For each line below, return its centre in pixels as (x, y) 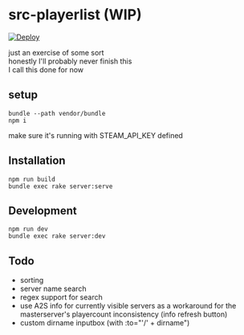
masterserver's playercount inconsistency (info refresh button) (124, 314)
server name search (53, 289)
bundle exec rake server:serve (61, 186)
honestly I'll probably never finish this (70, 61)
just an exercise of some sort (56, 52)
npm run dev (28, 229)
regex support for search (61, 297)
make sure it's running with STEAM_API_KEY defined (96, 135)
